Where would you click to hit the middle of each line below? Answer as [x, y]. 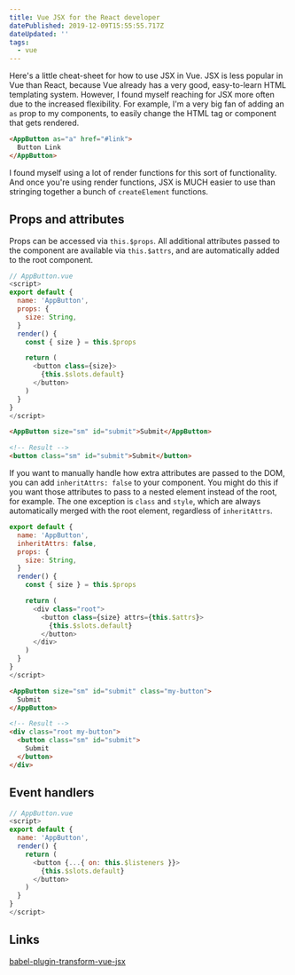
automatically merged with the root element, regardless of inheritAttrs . [141, 511]
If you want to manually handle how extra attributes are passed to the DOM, [147, 473]
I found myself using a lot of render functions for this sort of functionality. [143, 172]
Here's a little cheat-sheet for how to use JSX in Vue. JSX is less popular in [146, 75]
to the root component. [51, 259]
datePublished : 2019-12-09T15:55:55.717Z [87, 26]
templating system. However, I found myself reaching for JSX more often [142, 95]
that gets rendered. [44, 123]
